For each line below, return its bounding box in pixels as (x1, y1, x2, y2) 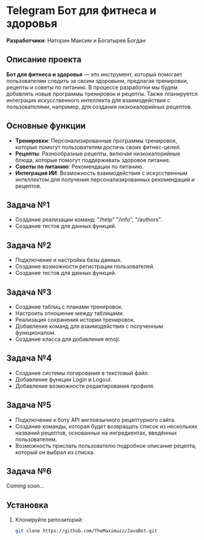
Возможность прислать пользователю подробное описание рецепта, (15, 442, 197, 449)
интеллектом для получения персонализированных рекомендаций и (15, 176, 195, 183)
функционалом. (15, 329, 56, 336)
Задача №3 (6, 287, 52, 297)
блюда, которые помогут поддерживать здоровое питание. (15, 156, 171, 163)
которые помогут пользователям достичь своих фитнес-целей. (15, 143, 181, 151)
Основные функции (6, 121, 86, 131)
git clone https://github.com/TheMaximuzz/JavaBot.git (15, 528, 158, 534)
